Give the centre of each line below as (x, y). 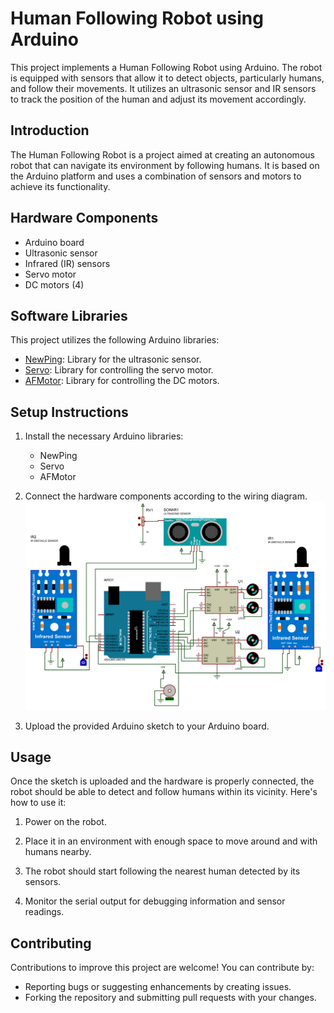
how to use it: (38, 803)
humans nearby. (58, 852)
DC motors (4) (54, 284)
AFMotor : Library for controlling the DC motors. (122, 381)
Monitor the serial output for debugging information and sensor (155, 901)
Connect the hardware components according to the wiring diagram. (166, 496)
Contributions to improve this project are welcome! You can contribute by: (162, 968)
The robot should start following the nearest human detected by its (162, 871)
